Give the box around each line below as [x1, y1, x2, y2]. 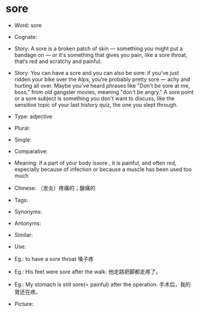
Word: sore [14, 22, 42, 29]
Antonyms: [14, 220, 41, 227]
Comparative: [14, 148, 49, 155]
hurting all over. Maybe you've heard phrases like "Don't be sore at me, [14, 82, 190, 89]
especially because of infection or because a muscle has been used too [14, 166, 192, 173]
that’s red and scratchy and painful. [14, 58, 102, 65]
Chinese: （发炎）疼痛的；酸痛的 [14, 184, 96, 191]
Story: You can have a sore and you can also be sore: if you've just [14, 69, 179, 76]
